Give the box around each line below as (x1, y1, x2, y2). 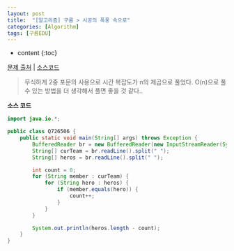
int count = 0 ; (32, 167, 77, 174)
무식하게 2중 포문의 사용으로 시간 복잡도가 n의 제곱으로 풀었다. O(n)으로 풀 (24, 78, 226, 86)
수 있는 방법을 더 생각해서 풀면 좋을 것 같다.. (24, 86, 143, 95)
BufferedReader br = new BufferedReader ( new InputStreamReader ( (32, 141, 223, 148)
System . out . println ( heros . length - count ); (32, 225, 160, 231)
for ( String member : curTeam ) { (32, 173, 130, 180)
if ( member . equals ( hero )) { (56, 186, 139, 193)
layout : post (7, 10, 45, 17)
